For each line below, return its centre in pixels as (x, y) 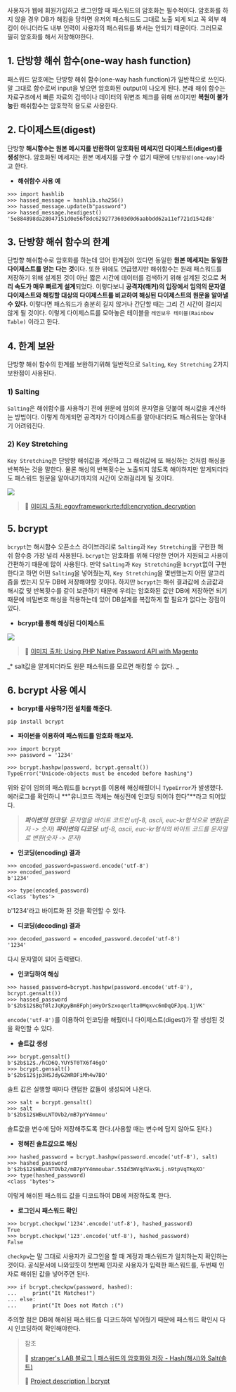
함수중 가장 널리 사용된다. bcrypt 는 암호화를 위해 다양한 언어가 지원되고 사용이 (121, 555)
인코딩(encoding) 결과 (49, 853)
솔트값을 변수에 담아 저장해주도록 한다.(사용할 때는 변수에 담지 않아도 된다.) (110, 1129)
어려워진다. (30, 426)
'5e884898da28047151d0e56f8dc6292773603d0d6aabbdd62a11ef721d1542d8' (111, 219)
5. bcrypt (27, 529)
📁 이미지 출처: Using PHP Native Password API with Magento (111, 651)
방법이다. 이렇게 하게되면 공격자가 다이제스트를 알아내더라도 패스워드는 (111, 416)
